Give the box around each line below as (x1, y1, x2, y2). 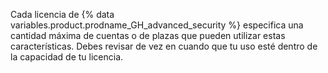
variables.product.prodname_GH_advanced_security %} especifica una (10, 19, 304, 31)
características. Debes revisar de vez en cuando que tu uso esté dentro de (10, 40, 318, 52)
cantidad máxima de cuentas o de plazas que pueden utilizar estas (10, 30, 286, 41)
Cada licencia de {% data (10, 9, 115, 20)
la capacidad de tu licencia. (10, 51, 124, 63)
